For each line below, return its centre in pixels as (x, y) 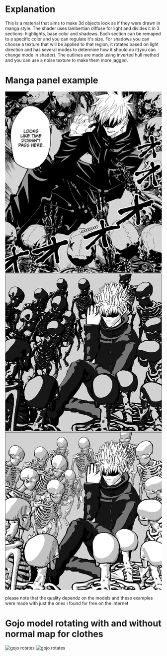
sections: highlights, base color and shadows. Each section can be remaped (83, 33)
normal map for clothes (54, 634)
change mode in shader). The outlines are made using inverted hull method (82, 55)
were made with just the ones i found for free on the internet (67, 603)
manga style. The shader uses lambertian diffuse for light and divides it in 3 (83, 28)
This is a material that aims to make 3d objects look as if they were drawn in (83, 23)
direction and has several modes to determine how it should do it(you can (81, 49)
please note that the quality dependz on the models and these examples (79, 598)
